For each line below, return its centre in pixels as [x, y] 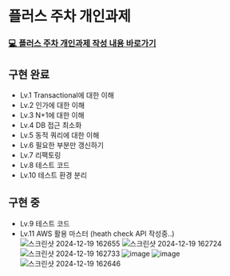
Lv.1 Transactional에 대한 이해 [67, 95]
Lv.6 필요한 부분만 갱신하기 [61, 145]
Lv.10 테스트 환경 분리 [54, 175]
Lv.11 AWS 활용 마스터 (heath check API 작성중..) [97, 234]
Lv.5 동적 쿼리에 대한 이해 [59, 135]
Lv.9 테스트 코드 [45, 223]
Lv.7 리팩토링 [40, 155]
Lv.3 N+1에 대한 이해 [52, 115]
